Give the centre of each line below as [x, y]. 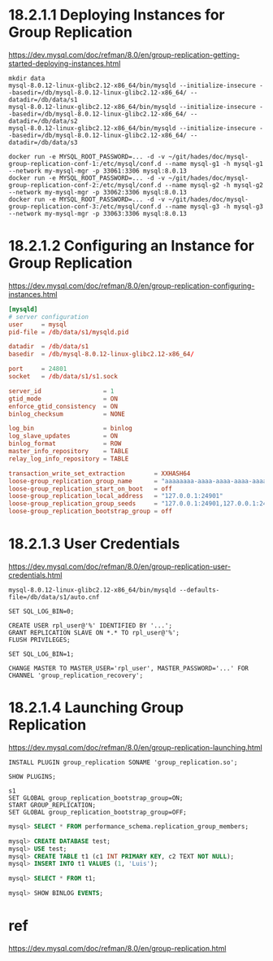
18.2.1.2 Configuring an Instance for [131, 246]
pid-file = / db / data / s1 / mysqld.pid [69, 332]
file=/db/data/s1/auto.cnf [54, 597]
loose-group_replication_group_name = [83, 481]
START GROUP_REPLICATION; [52, 805]
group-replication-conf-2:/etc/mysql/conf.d [85, 185]
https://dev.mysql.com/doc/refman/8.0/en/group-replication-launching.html [135, 747]
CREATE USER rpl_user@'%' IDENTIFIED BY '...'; [91, 625]
